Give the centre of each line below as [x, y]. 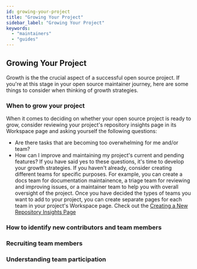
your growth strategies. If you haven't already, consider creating [93, 168]
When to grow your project [45, 106]
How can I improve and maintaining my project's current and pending [99, 156]
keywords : [18, 28]
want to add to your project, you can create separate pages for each [98, 200]
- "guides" [25, 39]
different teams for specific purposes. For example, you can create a [99, 174]
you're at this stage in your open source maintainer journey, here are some [97, 84]
